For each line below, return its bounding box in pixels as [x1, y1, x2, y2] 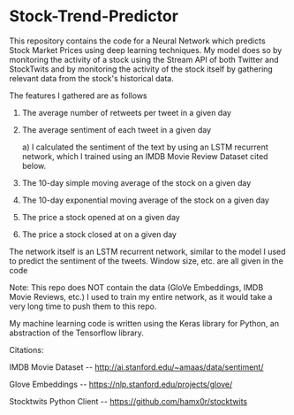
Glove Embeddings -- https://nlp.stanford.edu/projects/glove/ [9, 379, 233, 389]
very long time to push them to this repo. [9, 301, 157, 311]
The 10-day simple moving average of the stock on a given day [21, 177, 252, 188]
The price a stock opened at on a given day [21, 211, 181, 222]
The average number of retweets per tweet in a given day [21, 107, 232, 118]
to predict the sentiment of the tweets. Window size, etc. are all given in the [9, 255, 284, 266]
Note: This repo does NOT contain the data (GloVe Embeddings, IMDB [9, 281, 264, 293]
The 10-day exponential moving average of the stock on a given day [21, 195, 269, 205]
